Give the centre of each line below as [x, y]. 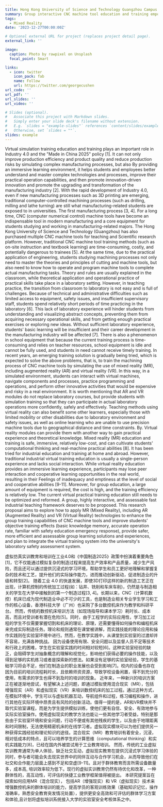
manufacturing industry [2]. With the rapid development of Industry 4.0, [77, 190]
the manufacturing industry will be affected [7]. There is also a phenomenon [81, 335]
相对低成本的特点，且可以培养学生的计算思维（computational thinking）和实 [81, 738]
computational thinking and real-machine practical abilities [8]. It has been [79, 448]
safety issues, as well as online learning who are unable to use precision [77, 422]
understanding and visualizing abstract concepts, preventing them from [77, 314]
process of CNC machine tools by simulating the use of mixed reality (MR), [80, 365]
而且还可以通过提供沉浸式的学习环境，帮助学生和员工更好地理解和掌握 [83, 568]
